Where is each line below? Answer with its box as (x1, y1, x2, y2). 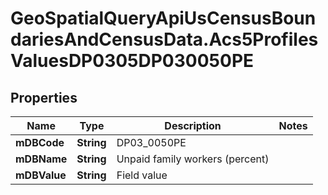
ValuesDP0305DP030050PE (10, 50, 255, 72)
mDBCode (15, 136, 65, 149)
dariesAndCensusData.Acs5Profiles (10, 28, 319, 51)
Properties (10, 89, 78, 106)
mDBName (15, 152, 68, 166)
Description (164, 119, 222, 132)
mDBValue (15, 168, 67, 182)
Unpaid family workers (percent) (116, 152, 270, 166)
